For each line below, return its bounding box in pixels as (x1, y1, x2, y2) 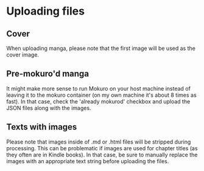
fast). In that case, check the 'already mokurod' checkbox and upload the (6, 97, 191, 105)
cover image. (6, 51, 40, 58)
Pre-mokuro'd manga (6, 69, 90, 79)
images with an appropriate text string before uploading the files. (6, 157, 169, 165)
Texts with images (6, 122, 77, 132)
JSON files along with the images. (6, 104, 91, 111)
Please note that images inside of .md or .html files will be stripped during (6, 138, 191, 145)
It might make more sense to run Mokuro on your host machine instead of (6, 85, 191, 92)
